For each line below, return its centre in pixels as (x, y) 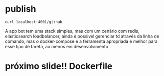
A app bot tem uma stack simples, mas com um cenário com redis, (72, 31)
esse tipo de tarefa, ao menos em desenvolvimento (57, 46)
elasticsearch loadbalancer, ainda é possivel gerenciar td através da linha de (82, 36)
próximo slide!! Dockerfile (59, 66)
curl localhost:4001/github (34, 22)
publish (21, 9)
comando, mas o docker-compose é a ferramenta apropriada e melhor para (81, 41)
